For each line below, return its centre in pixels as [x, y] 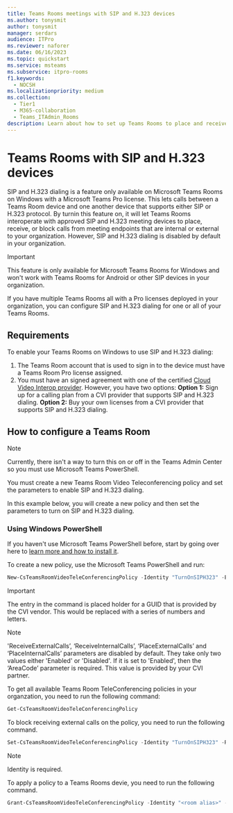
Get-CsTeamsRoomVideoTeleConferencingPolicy [72, 709]
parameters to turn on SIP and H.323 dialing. [71, 511]
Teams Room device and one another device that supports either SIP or [109, 206]
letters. [17, 619]
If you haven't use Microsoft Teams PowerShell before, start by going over [113, 544]
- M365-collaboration [45, 110]
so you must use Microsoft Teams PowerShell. [74, 469]
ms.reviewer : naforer [38, 46]
